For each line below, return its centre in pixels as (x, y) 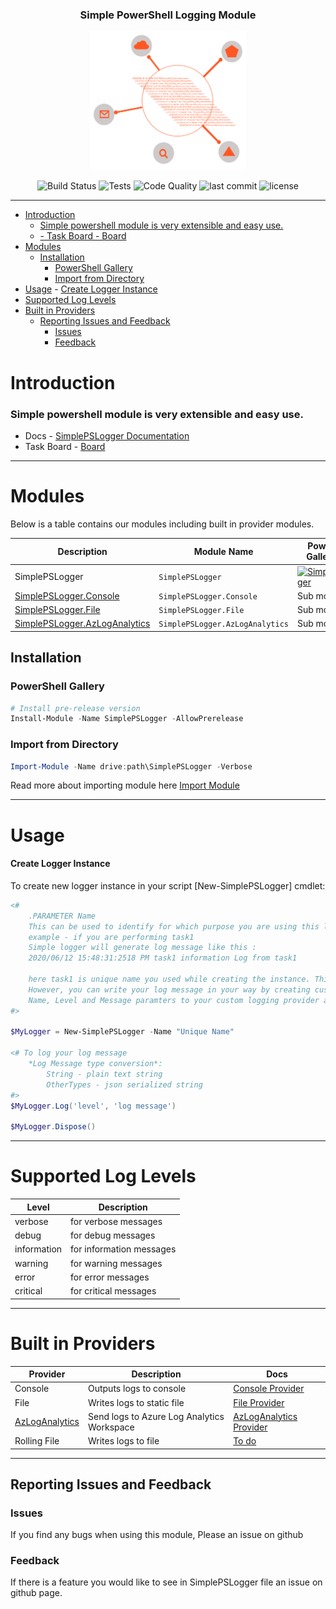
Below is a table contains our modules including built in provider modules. (162, 524)
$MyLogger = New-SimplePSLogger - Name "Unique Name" (122, 1032)
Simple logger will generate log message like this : (142, 948)
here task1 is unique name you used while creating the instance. (169, 979)
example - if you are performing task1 (111, 937)
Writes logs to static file (136, 1402)
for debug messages (113, 1235)
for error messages (110, 1277)
